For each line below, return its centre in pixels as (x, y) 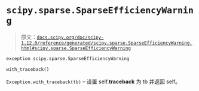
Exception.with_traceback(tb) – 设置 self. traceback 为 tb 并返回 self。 (94, 81)
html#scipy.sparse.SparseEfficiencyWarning (76, 48)
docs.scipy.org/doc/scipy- (70, 37)
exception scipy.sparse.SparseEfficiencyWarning (68, 58)
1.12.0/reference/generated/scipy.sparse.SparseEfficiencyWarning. (106, 43)
